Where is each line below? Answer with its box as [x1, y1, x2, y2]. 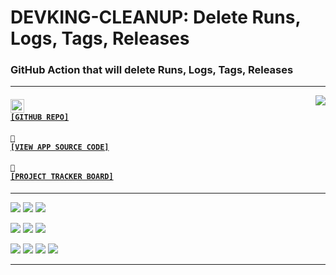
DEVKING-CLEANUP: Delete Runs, [10, 6, 301, 29]
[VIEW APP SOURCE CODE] [10, 142, 110, 152]
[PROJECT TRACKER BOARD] [10, 172, 114, 182]
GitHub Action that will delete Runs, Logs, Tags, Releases [10, 63, 294, 77]
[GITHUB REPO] [10, 112, 70, 123]
